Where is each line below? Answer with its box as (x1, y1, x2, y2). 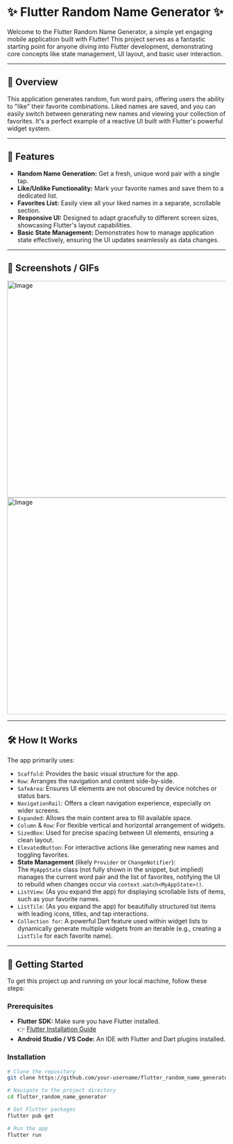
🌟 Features (7, 151, 55, 163)
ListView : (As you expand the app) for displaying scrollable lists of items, (17, 887, 226, 896)
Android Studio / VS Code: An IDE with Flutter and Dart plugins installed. (17, 1035, 226, 1043)
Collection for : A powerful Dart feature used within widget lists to (17, 917, 208, 925)
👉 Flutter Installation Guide (17, 1025, 97, 1034)
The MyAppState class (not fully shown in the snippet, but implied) (17, 865, 204, 874)
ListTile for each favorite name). (17, 932, 113, 940)
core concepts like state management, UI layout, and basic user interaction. (7, 49, 223, 58)
